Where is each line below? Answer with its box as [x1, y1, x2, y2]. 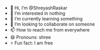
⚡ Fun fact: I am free [10, 40, 53, 46]
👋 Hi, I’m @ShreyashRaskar [10, 5, 68, 11]
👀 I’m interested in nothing [10, 10, 65, 16]
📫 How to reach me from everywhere [10, 27, 90, 33]
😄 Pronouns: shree [10, 34, 51, 40]
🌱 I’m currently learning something [10, 16, 83, 21]
